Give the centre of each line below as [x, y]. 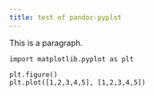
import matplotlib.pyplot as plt [72, 59]
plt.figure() [34, 75]
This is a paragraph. [46, 43]
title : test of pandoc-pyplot [66, 17]
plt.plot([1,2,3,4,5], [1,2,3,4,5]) [77, 82]
